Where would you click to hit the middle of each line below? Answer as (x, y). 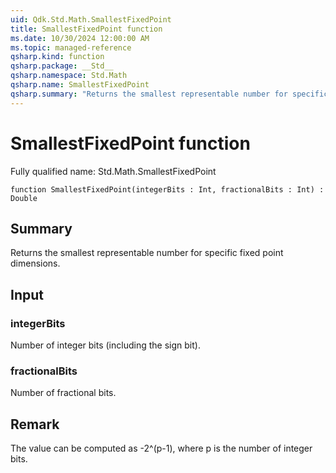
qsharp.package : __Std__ (62, 66)
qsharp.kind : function (57, 57)
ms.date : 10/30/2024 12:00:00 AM (80, 38)
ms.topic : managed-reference (71, 47)
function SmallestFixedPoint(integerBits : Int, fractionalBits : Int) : (167, 189)
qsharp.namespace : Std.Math (69, 76)
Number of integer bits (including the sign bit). (105, 345)
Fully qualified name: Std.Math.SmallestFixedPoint (113, 171)
